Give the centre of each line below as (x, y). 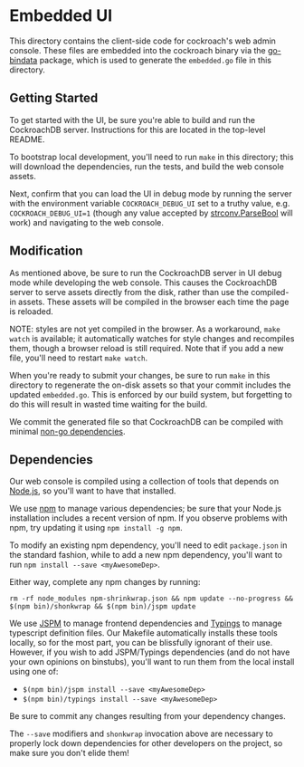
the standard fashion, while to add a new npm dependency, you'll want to (146, 555)
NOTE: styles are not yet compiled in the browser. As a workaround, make (145, 329)
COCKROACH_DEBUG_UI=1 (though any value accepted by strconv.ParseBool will (151, 213)
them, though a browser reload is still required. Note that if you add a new (147, 348)
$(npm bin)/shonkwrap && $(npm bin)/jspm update (103, 607)
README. (27, 139)
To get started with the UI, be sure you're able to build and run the (133, 120)
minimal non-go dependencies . (67, 431)
